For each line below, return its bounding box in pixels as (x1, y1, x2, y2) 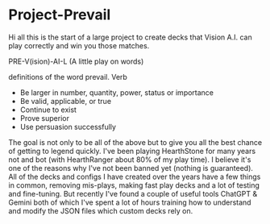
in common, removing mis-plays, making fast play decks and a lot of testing (8, 180, 260, 190)
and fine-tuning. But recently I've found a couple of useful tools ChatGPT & (8, 189, 258, 198)
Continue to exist (19, 105, 77, 114)
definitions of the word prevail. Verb (8, 72, 127, 81)
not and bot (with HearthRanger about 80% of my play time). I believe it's (8, 155, 251, 164)
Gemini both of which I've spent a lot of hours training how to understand (8, 197, 251, 207)
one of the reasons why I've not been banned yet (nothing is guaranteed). (8, 163, 254, 172)
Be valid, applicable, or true (19, 96, 111, 106)
